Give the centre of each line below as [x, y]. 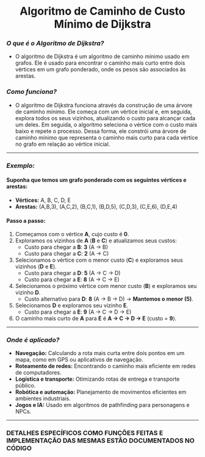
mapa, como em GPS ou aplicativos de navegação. [79, 360]
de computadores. [38, 373]
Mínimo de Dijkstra [103, 24]
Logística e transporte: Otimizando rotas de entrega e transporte [97, 379]
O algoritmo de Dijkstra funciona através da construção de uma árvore [104, 105]
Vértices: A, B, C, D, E [43, 200]
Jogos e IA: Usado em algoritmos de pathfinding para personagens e [103, 405]
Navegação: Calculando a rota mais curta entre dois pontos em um [100, 353]
